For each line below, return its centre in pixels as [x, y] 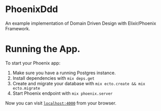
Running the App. [43, 49]
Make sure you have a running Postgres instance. [64, 73]
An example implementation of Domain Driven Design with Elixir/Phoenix [81, 23]
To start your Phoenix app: [33, 63]
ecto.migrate [26, 88]
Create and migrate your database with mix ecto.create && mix [79, 83]
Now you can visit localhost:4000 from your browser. [61, 103]
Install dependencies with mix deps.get [53, 78]
